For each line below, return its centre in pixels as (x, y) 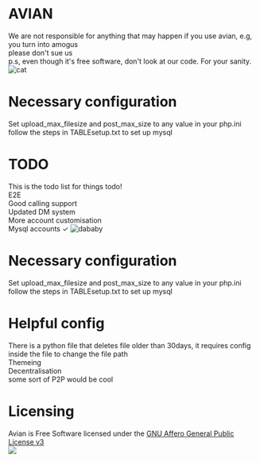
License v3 (26, 441)
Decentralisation (35, 371)
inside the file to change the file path (68, 354)
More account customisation (55, 220)
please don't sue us (41, 52)
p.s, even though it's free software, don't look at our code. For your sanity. (130, 61)
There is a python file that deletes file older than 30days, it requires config (130, 345)
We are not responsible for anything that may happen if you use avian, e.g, (130, 36)
